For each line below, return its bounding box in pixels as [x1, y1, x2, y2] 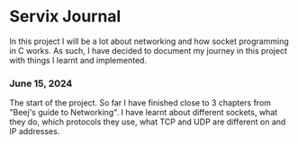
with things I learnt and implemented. [9, 55, 147, 65]
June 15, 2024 [9, 77, 73, 89]
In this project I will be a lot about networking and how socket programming [9, 36, 290, 47]
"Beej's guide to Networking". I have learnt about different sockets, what [9, 107, 278, 118]
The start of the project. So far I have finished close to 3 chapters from [9, 97, 272, 108]
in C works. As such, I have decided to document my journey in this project [9, 45, 288, 55]
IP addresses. [9, 126, 60, 137]
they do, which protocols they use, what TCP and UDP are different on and [9, 116, 286, 127]
